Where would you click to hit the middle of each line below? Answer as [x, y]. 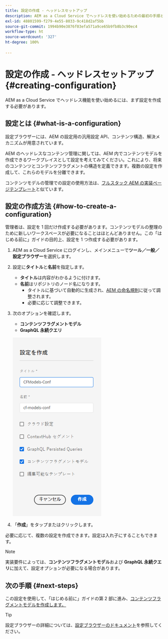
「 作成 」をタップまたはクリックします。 [54, 525]
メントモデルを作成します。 [38, 605]
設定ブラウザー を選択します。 [43, 256]
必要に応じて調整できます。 [55, 303]
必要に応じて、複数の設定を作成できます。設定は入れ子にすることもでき [79, 535]
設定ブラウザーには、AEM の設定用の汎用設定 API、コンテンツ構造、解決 [80, 136]
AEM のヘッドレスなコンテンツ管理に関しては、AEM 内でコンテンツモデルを [84, 153]
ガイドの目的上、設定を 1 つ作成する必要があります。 [86, 240]
